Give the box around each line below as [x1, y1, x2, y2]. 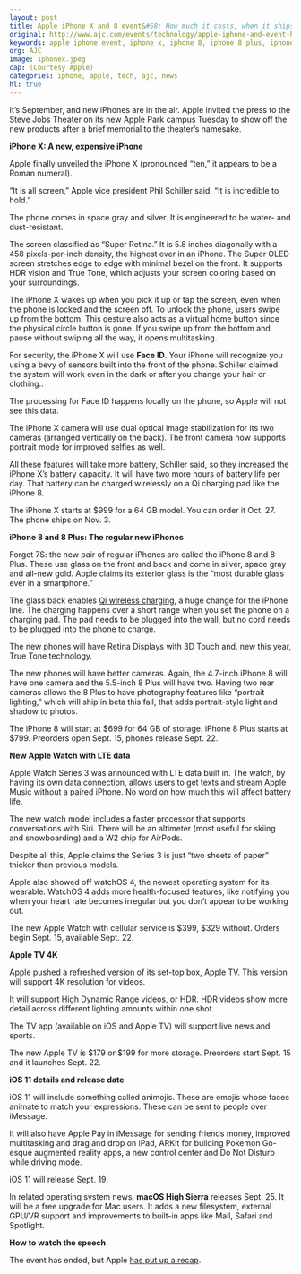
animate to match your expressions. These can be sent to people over [9, 1101, 267, 1112]
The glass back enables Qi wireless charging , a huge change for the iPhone [9, 595, 288, 606]
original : [9, 30, 47, 39]
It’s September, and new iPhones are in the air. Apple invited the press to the [9, 104, 291, 115]
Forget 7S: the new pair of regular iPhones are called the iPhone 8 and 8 [9, 548, 276, 560]
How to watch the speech [9, 1237, 107, 1248]
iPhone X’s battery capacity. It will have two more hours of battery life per [9, 468, 280, 479]
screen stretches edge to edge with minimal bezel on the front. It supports [9, 257, 283, 269]
